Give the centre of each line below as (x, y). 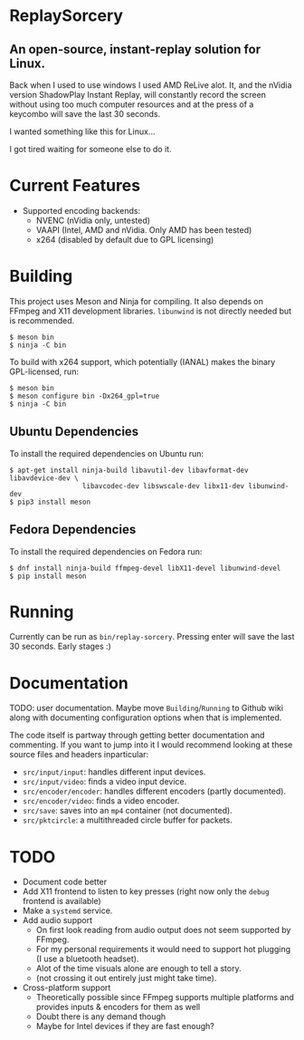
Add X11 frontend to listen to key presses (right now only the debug (146, 891)
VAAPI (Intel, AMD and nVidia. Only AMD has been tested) (144, 230)
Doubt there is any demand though (101, 1016)
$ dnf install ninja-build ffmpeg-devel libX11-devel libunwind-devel (145, 568)
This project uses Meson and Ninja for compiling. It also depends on (137, 301)
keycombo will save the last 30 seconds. (85, 114)
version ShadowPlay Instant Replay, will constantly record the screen (138, 95)
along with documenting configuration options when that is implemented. (146, 717)
